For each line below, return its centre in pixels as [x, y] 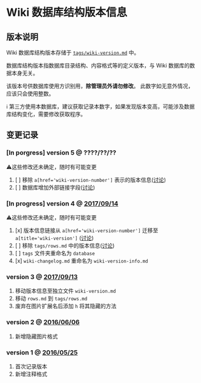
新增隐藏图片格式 [36, 336]
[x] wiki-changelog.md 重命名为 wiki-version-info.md [81, 261]
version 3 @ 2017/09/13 [42, 277]
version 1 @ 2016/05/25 [42, 352]
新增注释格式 [31, 374]
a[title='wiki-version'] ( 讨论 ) [54, 238]
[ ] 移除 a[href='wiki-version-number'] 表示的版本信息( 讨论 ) [91, 179]
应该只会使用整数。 [30, 94]
